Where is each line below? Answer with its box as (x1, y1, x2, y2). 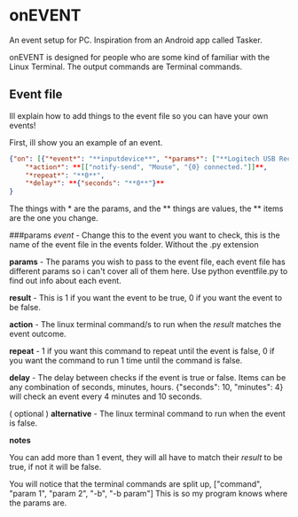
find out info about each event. (9, 276, 122, 286)
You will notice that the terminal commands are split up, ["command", (9, 479, 263, 490)
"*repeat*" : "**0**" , (25, 170, 105, 180)
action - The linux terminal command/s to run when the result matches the (9, 319, 282, 330)
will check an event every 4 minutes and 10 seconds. (9, 391, 202, 402)
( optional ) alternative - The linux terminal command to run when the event (9, 409, 286, 419)
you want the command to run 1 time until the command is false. (9, 356, 243, 366)
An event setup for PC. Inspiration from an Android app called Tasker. (9, 35, 263, 45)
